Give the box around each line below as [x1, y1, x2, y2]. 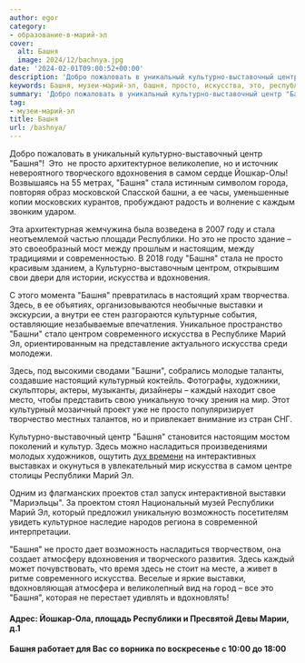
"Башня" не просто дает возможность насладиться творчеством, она [9, 544, 281, 555]
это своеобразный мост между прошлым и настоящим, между [9, 243, 255, 254]
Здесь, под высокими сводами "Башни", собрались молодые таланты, [9, 366, 284, 376]
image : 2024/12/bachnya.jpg [17, 55, 124, 65]
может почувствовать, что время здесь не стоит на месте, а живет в [9, 563, 279, 574]
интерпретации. [9, 527, 71, 537]
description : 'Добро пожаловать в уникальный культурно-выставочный [9, 73, 274, 82]
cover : [9, 38, 34, 48]
